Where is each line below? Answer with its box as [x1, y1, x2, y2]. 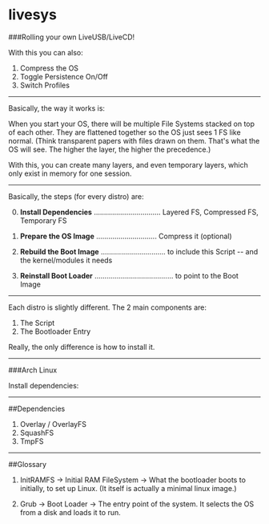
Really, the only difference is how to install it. [8, 342, 155, 351]
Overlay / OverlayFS [19, 419, 86, 429]
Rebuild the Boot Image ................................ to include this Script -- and [19, 246, 259, 256]
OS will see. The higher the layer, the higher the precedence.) [8, 144, 211, 154]
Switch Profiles [19, 80, 70, 90]
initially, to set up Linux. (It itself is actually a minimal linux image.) [19, 483, 238, 493]
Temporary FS [19, 215, 67, 225]
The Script [19, 318, 55, 327]
